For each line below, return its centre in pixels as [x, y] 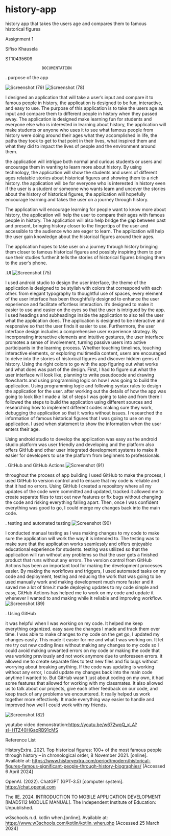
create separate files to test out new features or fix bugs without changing [83, 497]
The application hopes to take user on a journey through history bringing [82, 246]
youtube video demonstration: [37, 725]
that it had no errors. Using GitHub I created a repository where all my [79, 486]
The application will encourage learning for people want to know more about [86, 209]
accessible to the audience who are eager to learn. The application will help [85, 231]
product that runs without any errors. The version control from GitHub [79, 560]
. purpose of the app [27, 77]
